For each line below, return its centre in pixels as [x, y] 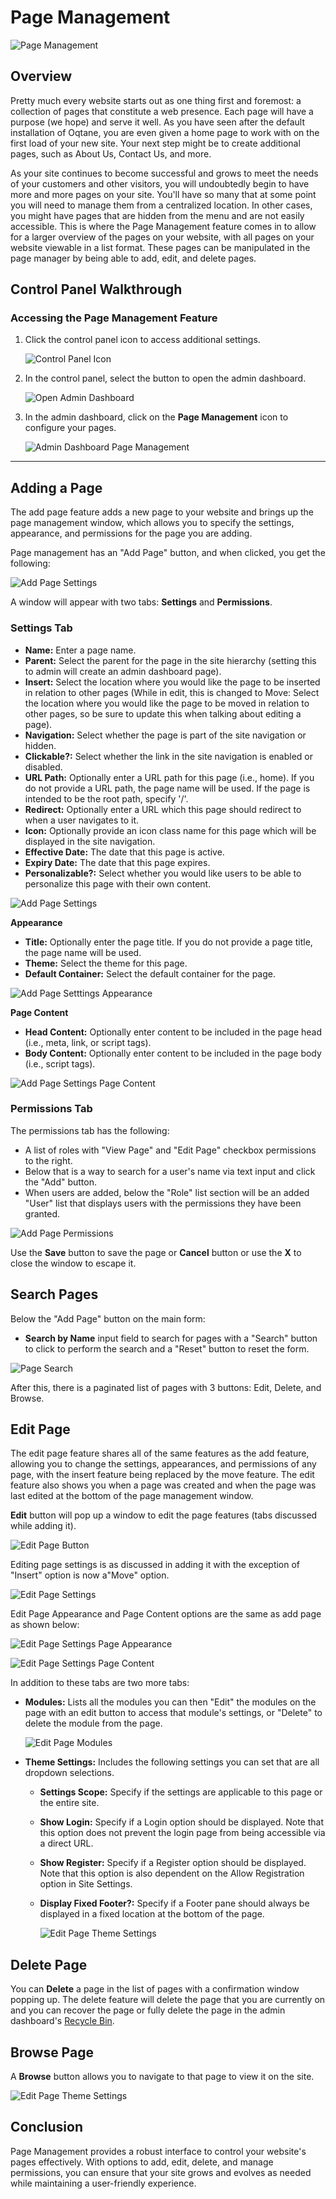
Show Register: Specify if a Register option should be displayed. [173, 1863]
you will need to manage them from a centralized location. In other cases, [161, 205]
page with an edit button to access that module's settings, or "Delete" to [173, 1713]
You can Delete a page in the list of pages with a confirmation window [155, 1989]
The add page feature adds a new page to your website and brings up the [162, 512]
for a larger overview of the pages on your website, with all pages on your [162, 237]
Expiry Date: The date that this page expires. [117, 862]
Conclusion [47, 2127]
